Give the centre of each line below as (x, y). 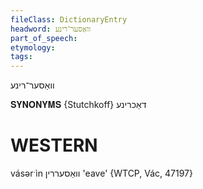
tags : (21, 57)
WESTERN (54, 145)
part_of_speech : (44, 38)
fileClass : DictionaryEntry (69, 19)
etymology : (33, 47)
